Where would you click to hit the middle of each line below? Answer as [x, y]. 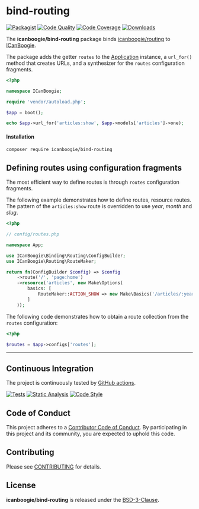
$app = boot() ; [25, 112]
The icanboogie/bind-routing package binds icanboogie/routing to [88, 39]
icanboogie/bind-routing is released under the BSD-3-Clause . [83, 499]
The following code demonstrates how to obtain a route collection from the [97, 316]
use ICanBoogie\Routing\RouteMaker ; [51, 261]
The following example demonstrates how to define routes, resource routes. [99, 200]
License [21, 486]
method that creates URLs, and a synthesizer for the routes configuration [96, 63]
